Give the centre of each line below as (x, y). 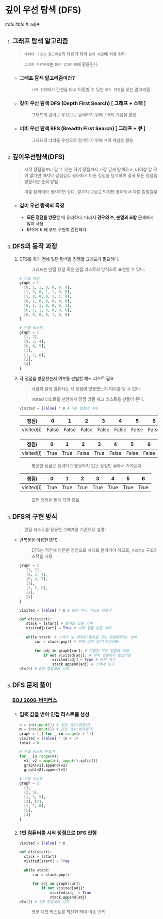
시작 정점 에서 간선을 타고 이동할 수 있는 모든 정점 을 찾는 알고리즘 (91, 89)
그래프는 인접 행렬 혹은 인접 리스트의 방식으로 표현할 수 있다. (88, 269)
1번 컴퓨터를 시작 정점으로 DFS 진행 (58, 833)
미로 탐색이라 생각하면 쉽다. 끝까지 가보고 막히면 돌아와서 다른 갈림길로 (91, 192)
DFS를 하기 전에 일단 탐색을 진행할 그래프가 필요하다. (69, 259)
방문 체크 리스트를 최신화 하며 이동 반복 (68, 912)
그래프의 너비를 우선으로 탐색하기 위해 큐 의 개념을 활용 (82, 140)
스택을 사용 (42, 556)
